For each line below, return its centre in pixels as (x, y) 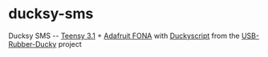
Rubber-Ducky (32, 44)
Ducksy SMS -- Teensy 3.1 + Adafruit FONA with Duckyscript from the (124, 36)
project (70, 44)
